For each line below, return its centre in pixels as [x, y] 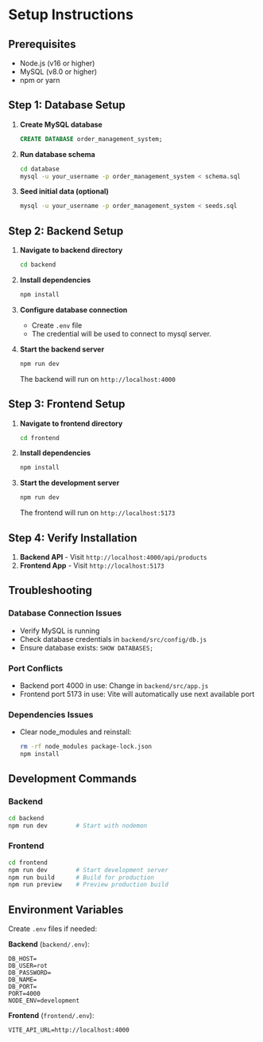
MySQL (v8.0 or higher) [58, 72]
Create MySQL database [61, 124]
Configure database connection [73, 309]
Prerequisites [42, 44]
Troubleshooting [50, 590]
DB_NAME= [23, 980]
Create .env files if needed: [53, 929]
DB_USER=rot [28, 966]
